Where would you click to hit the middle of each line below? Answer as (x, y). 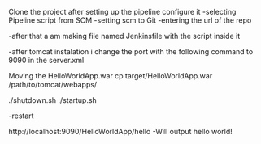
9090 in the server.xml (46, 60)
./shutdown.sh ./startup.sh (53, 100)
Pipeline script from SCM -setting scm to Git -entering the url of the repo (130, 20)
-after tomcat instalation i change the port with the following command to (131, 51)
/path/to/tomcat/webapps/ (53, 85)
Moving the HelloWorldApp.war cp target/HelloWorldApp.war (111, 76)
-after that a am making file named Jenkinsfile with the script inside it (124, 36)
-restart (21, 116)
